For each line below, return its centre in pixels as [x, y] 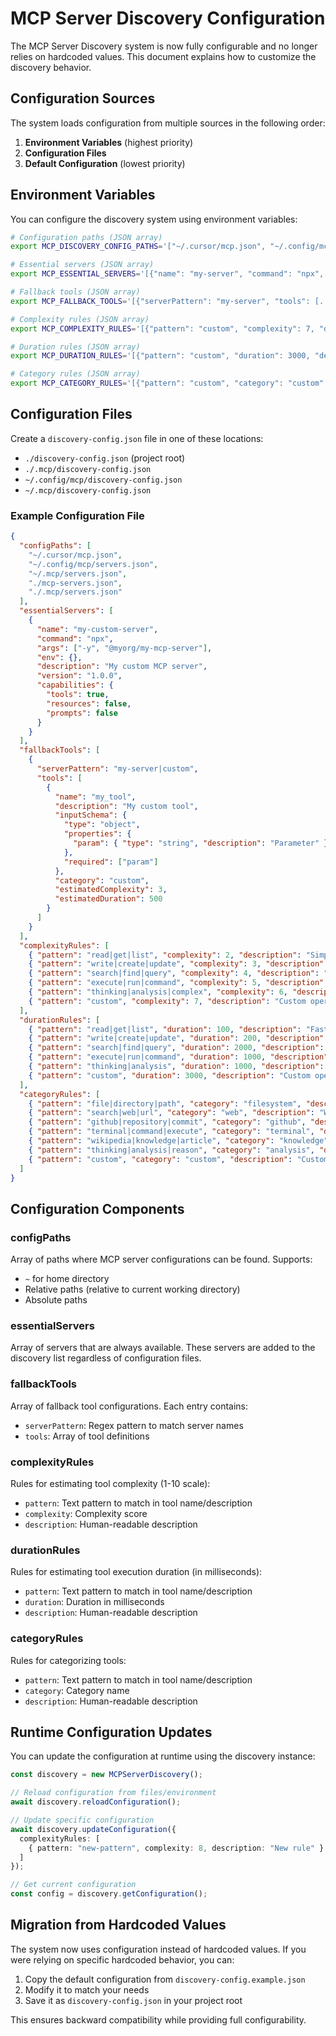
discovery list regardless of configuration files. [106, 1358]
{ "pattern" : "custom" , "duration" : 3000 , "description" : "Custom [169, 1075]
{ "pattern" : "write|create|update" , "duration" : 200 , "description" [176, 1038]
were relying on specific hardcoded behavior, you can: [122, 1959]
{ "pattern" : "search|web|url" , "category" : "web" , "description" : [171, 1113]
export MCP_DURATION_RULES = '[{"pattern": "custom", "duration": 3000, [160, 356]
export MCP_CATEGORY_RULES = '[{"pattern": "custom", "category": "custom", [169, 383]
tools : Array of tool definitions [87, 1436]
